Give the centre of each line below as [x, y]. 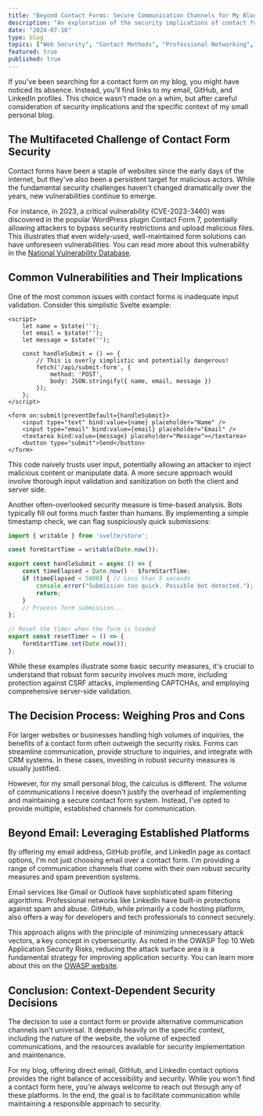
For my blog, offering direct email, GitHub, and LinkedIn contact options [123, 1070]
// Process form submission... [73, 608]
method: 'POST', [76, 374]
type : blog [26, 37]
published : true [34, 60]
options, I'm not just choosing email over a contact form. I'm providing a [124, 860]
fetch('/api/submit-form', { [84, 367]
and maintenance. [37, 1055]
